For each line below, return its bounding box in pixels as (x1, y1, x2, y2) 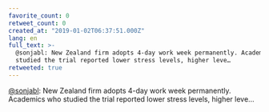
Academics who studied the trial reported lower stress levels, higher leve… (8, 94, 255, 104)
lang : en (8, 34, 38, 42)
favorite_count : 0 (8, 11, 70, 20)
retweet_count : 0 (8, 19, 66, 27)
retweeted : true (8, 64, 62, 72)
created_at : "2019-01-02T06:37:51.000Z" (8, 26, 146, 34)
